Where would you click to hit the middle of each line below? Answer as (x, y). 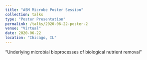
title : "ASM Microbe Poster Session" (44, 10)
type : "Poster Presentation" (35, 19)
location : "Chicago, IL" (31, 38)
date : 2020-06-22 (23, 33)
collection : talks (24, 14)
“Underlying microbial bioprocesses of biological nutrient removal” (73, 52)
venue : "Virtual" (23, 28)
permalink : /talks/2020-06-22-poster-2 (47, 24)
